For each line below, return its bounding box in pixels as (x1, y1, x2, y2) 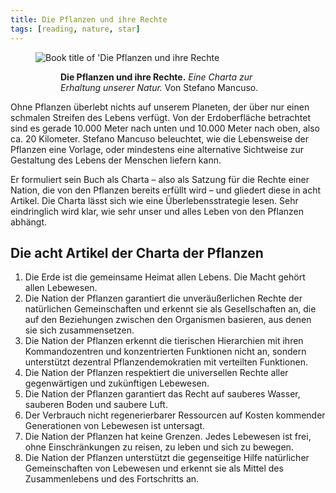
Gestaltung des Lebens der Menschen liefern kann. (10, 154, 222, 166)
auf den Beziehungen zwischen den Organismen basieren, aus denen (24, 314, 312, 326)
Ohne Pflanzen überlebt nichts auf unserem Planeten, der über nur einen (10, 101, 310, 113)
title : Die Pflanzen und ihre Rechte (10, 14, 168, 25)
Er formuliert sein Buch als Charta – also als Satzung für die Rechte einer (10, 173, 310, 185)
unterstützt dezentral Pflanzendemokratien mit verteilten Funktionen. (24, 356, 308, 368)
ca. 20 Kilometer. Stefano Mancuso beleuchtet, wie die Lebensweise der (10, 132, 309, 145)
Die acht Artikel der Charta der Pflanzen (10, 244, 264, 261)
